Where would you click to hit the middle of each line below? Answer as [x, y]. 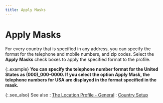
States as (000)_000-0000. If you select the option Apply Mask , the [77, 74]
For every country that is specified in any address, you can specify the [78, 49]
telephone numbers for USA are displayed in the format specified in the [81, 80]
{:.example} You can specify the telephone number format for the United [82, 69]
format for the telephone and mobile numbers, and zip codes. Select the [80, 54]
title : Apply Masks [26, 10]
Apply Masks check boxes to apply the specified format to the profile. [78, 59]
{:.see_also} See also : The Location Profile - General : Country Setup [77, 95]
